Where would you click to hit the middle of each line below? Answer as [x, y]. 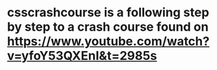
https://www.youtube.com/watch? [108, 41]
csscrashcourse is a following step [108, 13]
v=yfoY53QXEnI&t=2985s [82, 56]
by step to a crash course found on [108, 27]
